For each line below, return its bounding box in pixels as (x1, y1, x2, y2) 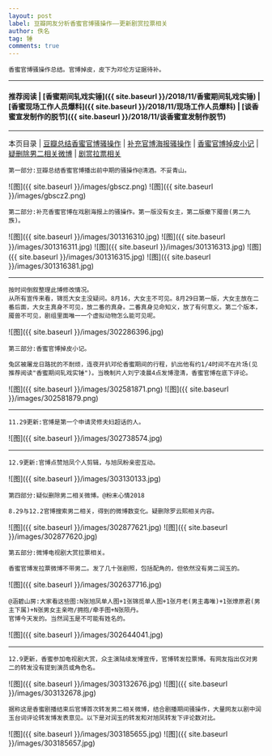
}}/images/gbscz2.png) (8, 191, 87, 201)
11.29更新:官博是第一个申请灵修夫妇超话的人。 (8, 418, 145, 426)
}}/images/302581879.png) (8, 394, 99, 404)
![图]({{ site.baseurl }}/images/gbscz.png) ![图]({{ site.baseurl (8, 182, 214, 191)
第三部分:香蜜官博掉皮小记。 (8, 345, 91, 353)
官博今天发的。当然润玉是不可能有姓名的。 (8, 615, 130, 623)
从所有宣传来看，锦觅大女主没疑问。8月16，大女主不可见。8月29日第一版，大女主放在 (8, 295, 253, 303)
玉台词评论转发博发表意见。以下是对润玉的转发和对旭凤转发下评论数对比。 (8, 714, 220, 722)
